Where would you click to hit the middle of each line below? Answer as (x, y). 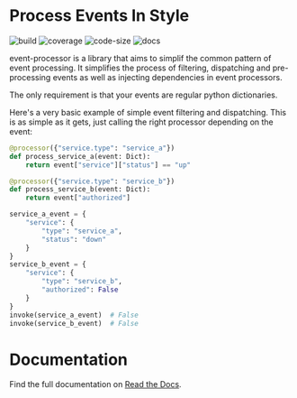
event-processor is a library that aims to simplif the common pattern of (140, 58)
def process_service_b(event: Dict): (80, 190)
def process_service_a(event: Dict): (80, 156)
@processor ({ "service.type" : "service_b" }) (92, 181)
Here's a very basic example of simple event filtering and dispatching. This (148, 112)
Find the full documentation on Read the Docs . (95, 384)
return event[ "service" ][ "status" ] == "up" (108, 165)
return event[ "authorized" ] (78, 198)
